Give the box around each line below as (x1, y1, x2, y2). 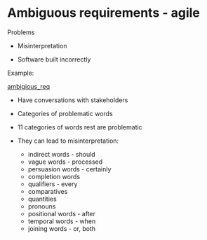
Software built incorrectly (17, 55, 91, 64)
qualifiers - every (27, 180, 78, 188)
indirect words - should (27, 150, 96, 158)
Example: (7, 69, 34, 77)
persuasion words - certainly (27, 164, 112, 173)
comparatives (27, 187, 68, 195)
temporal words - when (27, 217, 96, 225)
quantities (27, 195, 58, 203)
